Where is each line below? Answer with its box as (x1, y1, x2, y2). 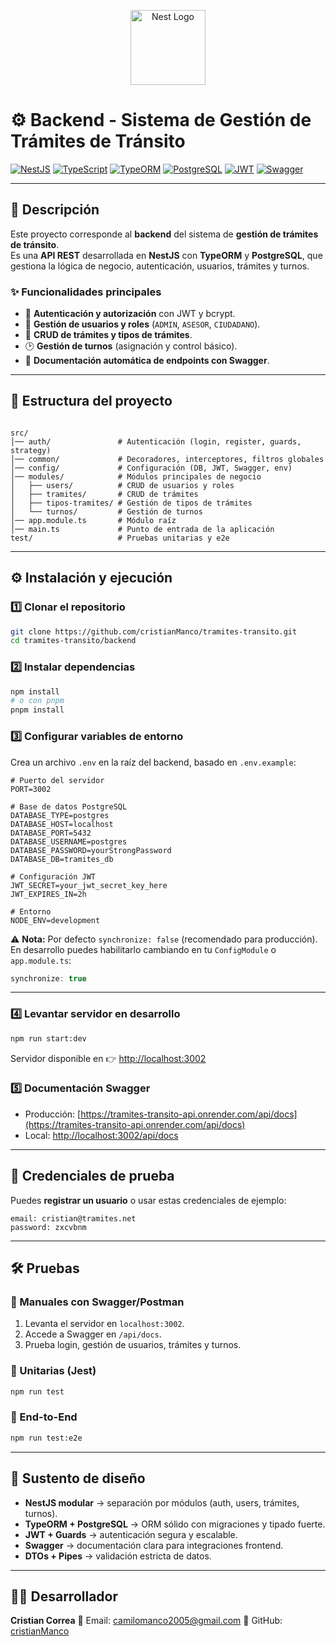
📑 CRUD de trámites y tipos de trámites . (24, 329, 193, 341)
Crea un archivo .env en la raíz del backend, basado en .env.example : (10, 756, 297, 768)
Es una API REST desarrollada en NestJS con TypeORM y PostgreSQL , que (10, 249, 323, 261)
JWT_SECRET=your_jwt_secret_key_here (10, 880, 168, 890)
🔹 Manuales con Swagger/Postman (10, 1295, 185, 1309)
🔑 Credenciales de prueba (10, 1168, 175, 1185)
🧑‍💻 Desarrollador (10, 1588, 119, 1605)
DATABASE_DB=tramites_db (10, 854, 114, 864)
